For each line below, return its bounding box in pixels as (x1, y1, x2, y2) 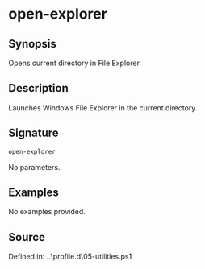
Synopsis (8, 37, 56, 51)
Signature (8, 126, 59, 140)
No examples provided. (8, 207, 86, 217)
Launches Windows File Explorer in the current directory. (8, 102, 198, 113)
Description (8, 81, 69, 95)
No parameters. (8, 162, 61, 172)
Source (8, 230, 46, 244)
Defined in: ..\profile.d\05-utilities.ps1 (8, 251, 132, 262)
